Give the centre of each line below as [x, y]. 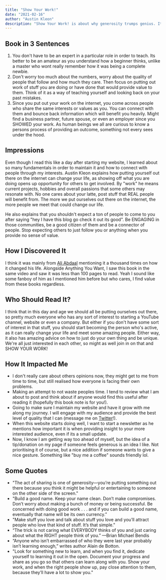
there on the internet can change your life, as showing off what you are [77, 178]
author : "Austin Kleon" [30, 19]
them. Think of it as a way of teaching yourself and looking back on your [86, 93]
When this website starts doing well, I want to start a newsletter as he [83, 424]
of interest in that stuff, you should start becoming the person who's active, [82, 327]
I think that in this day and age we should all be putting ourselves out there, [82, 311]
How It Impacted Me [37, 364]
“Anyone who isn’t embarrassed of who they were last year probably [82, 541]
